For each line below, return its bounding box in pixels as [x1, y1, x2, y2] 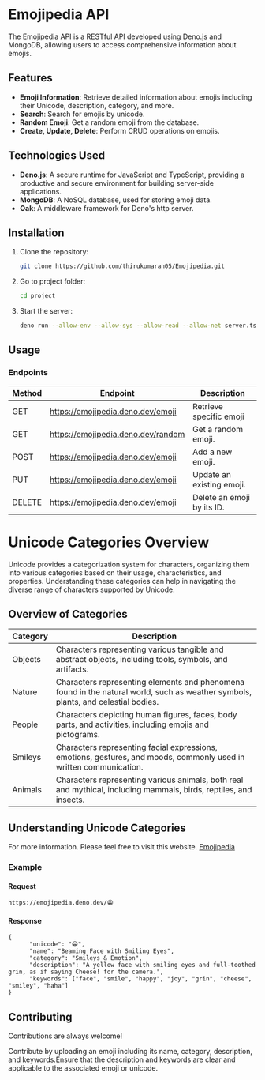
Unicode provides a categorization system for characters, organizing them [8, 559, 250, 569]
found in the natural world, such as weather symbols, [55, 687, 252, 698]
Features [8, 71, 53, 85]
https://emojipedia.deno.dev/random [50, 428, 185, 439]
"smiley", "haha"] [8, 982, 69, 990]
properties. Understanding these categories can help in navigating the [8, 576, 237, 585]
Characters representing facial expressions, [55, 742, 218, 753]
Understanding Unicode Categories [8, 821, 187, 834]
